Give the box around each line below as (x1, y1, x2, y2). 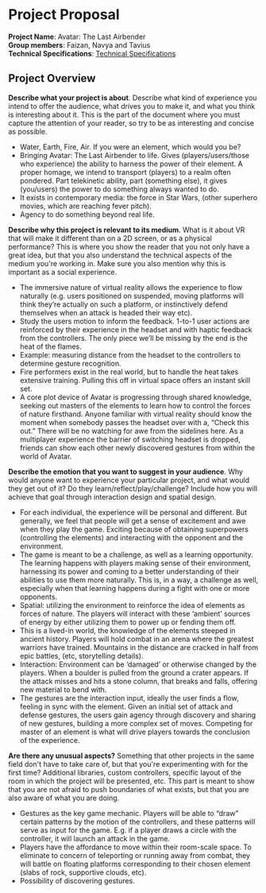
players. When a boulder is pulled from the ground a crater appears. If (19, 667, 249, 677)
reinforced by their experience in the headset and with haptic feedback (19, 324, 253, 334)
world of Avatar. (19, 451, 72, 461)
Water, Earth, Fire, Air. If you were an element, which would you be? (19, 141, 241, 152)
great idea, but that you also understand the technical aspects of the (8, 250, 233, 260)
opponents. (19, 592, 58, 601)
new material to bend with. (19, 685, 107, 694)
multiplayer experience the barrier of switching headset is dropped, (19, 435, 241, 444)
